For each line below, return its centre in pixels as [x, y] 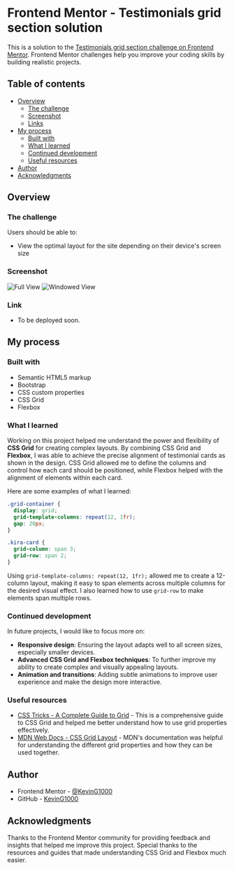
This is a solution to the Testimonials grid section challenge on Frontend [111, 47]
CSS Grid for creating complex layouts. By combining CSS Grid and [104, 448]
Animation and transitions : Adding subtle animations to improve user [117, 675]
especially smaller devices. [56, 652]
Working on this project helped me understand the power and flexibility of [114, 441]
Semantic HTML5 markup [54, 377]
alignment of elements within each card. [65, 478]
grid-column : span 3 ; [45, 549]
